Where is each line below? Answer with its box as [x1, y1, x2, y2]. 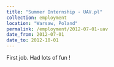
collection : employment [6, 15, 67, 21]
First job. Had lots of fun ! [6, 54, 70, 61]
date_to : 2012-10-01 [6, 37, 59, 43]
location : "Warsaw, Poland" [6, 20, 78, 26]
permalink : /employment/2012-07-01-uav [6, 26, 108, 32]
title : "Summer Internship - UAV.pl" [6, 9, 103, 15]
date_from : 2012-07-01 [6, 32, 64, 38]
